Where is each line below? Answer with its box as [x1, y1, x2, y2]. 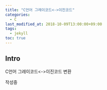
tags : [5, 26, 17, 31]
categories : [5, 12, 30, 17]
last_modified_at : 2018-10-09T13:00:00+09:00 [5, 21, 102, 27]
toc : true [5, 36, 26, 41]
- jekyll [10, 31, 28, 36]
